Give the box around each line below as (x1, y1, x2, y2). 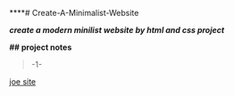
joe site (9, 76, 37, 87)
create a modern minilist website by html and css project (9, 25, 225, 35)
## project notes (9, 42, 72, 52)
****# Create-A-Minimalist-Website (9, 8, 139, 18)
